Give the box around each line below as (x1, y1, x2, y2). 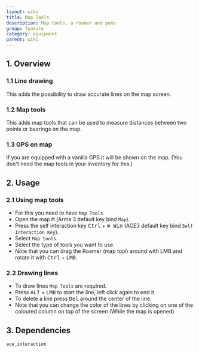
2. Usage (6, 177, 40, 188)
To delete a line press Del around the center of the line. (14, 295, 152, 303)
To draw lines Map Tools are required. (14, 282, 107, 289)
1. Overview (6, 59, 51, 69)
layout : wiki (6, 8, 39, 15)
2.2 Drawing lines (6, 268, 59, 277)
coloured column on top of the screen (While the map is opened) (14, 308, 174, 315)
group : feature (6, 25, 44, 32)
